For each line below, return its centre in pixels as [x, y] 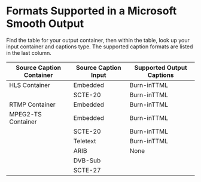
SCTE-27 [87, 170]
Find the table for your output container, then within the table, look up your [98, 40]
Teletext [85, 141]
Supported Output [161, 67]
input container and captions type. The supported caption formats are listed [100, 47]
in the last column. [29, 53]
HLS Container [30, 85]
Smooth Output [45, 24]
